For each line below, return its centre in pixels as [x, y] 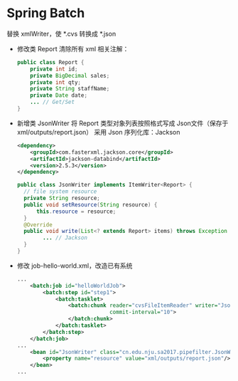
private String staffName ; [70, 89]
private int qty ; [56, 82]
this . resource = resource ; [76, 212]
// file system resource [60, 192]
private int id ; [54, 69]
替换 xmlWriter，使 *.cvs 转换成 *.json [61, 33]
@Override [38, 225]
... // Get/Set [53, 102]
